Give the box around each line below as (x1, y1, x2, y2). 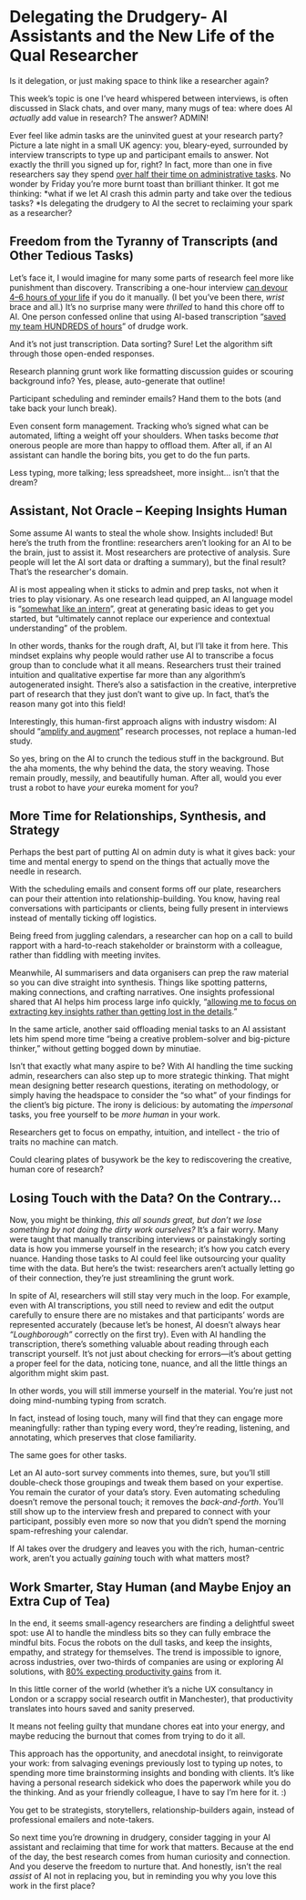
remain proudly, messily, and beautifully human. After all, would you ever (9, 772, 282, 783)
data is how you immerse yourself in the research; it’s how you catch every (9, 1244, 291, 1255)
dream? (9, 477, 38, 488)
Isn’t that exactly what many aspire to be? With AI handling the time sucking (9, 1061, 293, 1072)
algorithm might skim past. (9, 1368, 109, 1379)
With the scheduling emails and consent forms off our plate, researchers (9, 884, 281, 895)
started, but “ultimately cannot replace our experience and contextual (9, 612, 270, 623)
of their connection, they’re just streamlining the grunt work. (9, 1273, 235, 1284)
